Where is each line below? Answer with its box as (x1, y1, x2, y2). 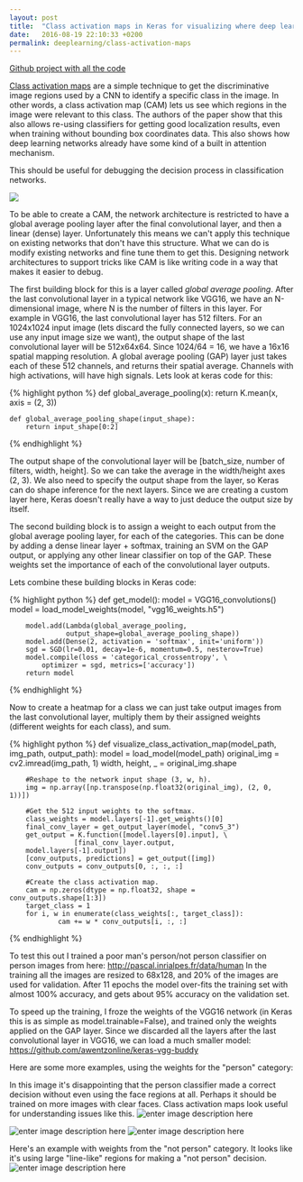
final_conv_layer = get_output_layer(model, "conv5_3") (25, 822, 241, 832)
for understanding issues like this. (9, 1108, 135, 1119)
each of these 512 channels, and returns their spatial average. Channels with (9, 361, 294, 371)
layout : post (9, 13, 59, 23)
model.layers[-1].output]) (25, 847, 127, 856)
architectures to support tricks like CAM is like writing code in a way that (9, 257, 279, 268)
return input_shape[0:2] (25, 423, 119, 432)
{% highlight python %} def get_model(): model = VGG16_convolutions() (9, 594, 277, 605)
